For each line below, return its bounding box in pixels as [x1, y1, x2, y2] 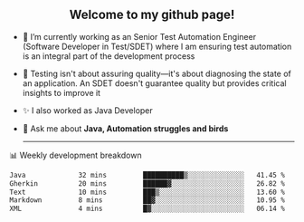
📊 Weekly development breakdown [9, 150, 142, 160]
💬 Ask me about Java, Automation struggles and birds [22, 122, 229, 134]
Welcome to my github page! [69, 7, 235, 23]
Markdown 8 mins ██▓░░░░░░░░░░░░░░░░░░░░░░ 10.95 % [9, 196, 285, 205]
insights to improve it [22, 87, 101, 98]
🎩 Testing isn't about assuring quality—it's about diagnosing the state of [22, 68, 292, 79]
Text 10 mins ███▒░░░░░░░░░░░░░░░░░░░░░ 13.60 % [9, 188, 285, 197]
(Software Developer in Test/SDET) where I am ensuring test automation [22, 41, 292, 52]
